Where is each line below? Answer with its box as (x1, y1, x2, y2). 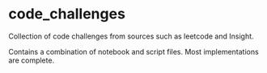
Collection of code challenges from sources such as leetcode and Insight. (8, 31, 254, 41)
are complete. (8, 55, 55, 65)
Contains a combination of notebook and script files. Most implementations (8, 47, 259, 56)
